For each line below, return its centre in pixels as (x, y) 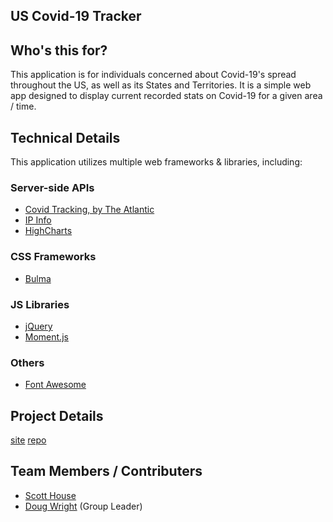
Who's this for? (59, 50)
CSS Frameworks (53, 257)
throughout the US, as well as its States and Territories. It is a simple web (161, 85)
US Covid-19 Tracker (76, 16)
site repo (28, 440)
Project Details (57, 415)
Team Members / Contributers (106, 471)
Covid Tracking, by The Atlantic (89, 210)
